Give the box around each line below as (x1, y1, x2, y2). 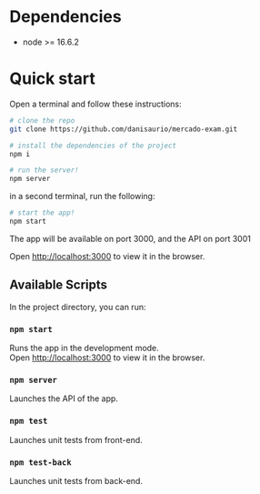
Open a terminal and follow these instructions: (9, 98, 182, 109)
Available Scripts (9, 277, 107, 293)
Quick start (9, 68, 95, 89)
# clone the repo (9, 116, 75, 125)
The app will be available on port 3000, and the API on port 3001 (9, 233, 252, 244)
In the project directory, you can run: (9, 301, 146, 312)
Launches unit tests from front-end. (9, 434, 143, 445)
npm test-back (9, 457, 72, 468)
